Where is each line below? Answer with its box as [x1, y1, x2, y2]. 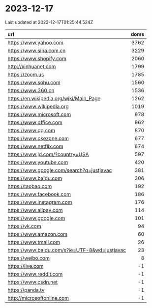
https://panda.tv [7, 286, 45, 293]
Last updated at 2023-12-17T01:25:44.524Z [5, 19, 93, 25]
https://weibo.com [7, 254, 50, 261]
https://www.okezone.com [7, 135, 69, 141]
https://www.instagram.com [7, 198, 72, 205]
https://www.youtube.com [7, 159, 68, 166]
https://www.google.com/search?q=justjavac [7, 167, 112, 173]
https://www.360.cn [7, 87, 55, 94]
